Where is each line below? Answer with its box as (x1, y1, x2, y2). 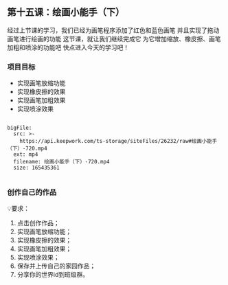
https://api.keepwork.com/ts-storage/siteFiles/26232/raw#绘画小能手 (19, 138, 218, 145)
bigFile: (7, 124, 32, 132)
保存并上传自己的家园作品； (16, 262, 96, 270)
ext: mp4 (13, 151, 38, 158)
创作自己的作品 (7, 187, 57, 197)
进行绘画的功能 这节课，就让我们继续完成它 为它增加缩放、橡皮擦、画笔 (19, 34, 221, 43)
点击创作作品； (16, 219, 60, 227)
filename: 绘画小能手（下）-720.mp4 (13, 159, 110, 166)
